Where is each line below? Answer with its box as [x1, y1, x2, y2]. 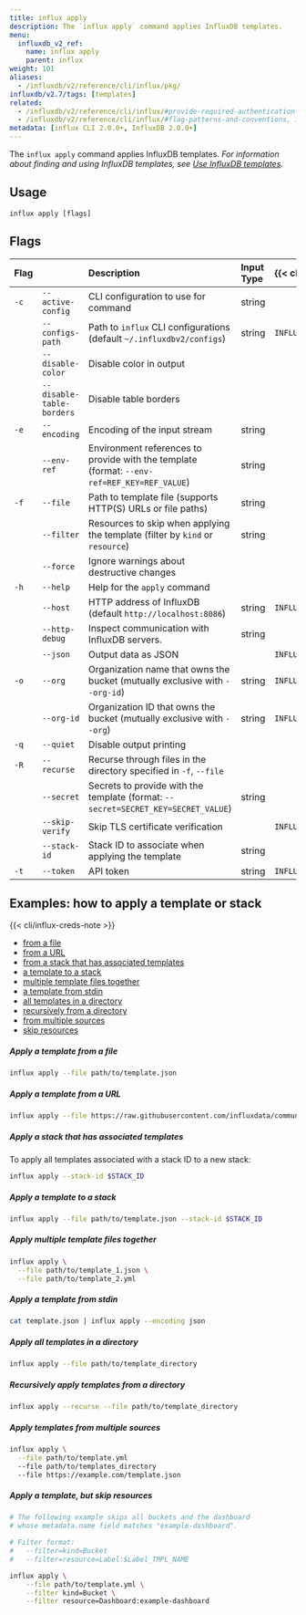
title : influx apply [9, 13, 88, 23]
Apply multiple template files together [9, 1234, 157, 1245]
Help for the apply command [87, 580, 210, 593]
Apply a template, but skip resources [9, 1490, 153, 1501]
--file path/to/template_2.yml [17, 1274, 137, 1283]
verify [42, 826, 71, 836]
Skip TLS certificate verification [87, 820, 223, 833]
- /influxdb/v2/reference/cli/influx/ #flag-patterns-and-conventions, [17, 115, 291, 124]
